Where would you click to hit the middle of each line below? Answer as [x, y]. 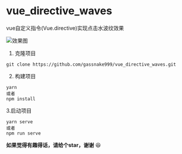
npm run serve [24, 133]
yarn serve [20, 122]
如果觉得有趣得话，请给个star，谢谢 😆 [54, 145]
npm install [21, 99]
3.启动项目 [19, 110]
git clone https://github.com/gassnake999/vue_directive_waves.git [91, 64]
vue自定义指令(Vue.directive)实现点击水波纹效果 [65, 28]
